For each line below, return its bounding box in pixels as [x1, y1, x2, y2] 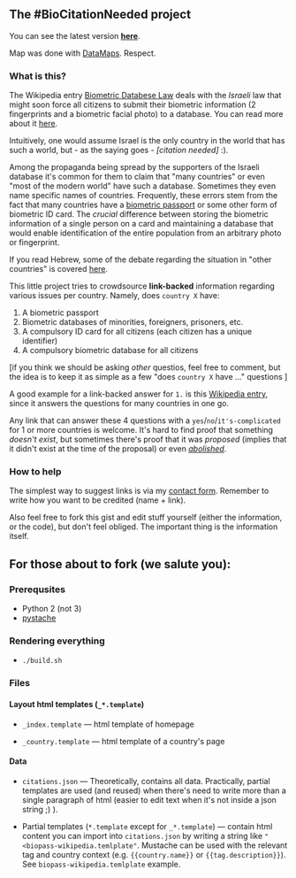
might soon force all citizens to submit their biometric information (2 [9, 99, 256, 110]
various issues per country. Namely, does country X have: [9, 290, 220, 301]
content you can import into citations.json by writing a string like [21, 830, 263, 841]
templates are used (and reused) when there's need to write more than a [21, 785, 287, 796]
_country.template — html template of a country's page [21, 736, 225, 746]
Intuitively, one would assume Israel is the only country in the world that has [9, 135, 285, 146]
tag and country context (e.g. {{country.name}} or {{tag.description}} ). [21, 849, 286, 859]
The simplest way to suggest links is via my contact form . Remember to [9, 486, 269, 497]
